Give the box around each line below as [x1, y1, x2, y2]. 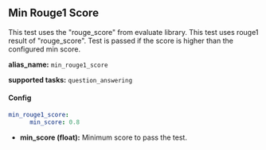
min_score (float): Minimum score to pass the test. [19, 133, 187, 142]
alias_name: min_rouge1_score [8, 60, 108, 69]
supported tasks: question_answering [8, 75, 133, 84]
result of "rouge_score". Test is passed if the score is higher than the [8, 36, 233, 45]
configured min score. [8, 44, 81, 54]
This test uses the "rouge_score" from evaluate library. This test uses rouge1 [8, 27, 259, 37]
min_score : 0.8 [29, 118, 80, 126]
